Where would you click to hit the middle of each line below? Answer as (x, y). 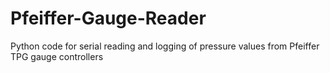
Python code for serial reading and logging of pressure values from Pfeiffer (165, 46)
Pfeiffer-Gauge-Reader (108, 18)
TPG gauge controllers (57, 56)
